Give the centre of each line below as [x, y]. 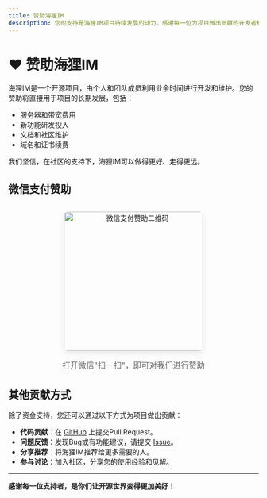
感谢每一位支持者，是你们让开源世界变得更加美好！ [92, 486]
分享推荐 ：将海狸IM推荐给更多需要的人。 [87, 452]
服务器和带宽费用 [48, 115]
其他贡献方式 [40, 394]
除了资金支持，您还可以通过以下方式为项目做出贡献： [95, 415]
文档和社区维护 [44, 135]
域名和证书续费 [44, 145]
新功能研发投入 [44, 125]
